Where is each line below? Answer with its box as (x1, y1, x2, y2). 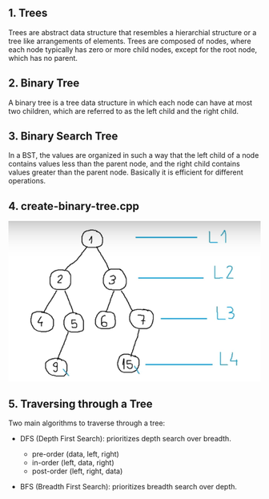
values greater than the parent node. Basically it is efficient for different (8, 167, 243, 177)
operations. (8, 176, 46, 186)
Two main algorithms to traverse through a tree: (8, 418, 166, 428)
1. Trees (8, 6, 48, 20)
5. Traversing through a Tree (8, 396, 154, 411)
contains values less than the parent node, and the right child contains (8, 159, 240, 169)
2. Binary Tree (8, 76, 80, 91)
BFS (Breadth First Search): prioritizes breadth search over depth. (19, 482, 238, 492)
